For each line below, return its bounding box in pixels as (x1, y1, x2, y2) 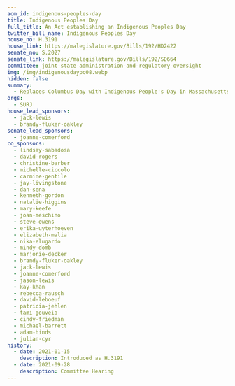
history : (7, 342, 33, 349)
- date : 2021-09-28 (13, 362, 71, 369)
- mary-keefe (13, 206, 52, 213)
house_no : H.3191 (7, 36, 58, 43)
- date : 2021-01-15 (13, 348, 71, 355)
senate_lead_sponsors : (7, 127, 73, 134)
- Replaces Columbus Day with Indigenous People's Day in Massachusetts (13, 88, 230, 95)
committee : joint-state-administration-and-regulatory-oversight (7, 62, 201, 69)
